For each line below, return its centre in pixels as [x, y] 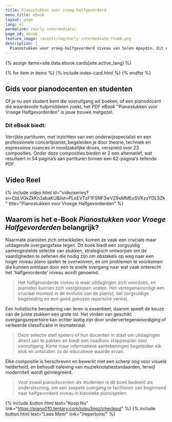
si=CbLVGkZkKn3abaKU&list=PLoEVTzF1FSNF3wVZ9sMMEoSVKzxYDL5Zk [85, 198]
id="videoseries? [71, 193]
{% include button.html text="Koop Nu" [47, 403]
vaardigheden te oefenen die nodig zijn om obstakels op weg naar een [80, 256]
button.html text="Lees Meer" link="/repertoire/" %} [60, 414]
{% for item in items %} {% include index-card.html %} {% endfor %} [78, 73]
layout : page [19, 20]
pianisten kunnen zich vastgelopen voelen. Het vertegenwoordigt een [91, 288]
